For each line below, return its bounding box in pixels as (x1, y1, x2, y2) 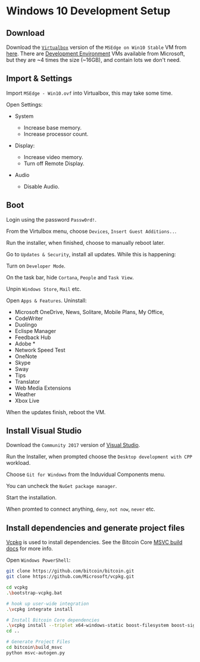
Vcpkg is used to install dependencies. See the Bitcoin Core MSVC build (6, 539, 183, 546)
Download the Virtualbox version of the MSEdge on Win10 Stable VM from (6, 43, 187, 51)
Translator (14, 378, 40, 385)
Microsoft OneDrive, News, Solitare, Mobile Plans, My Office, (14, 308, 165, 315)
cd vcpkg (6, 585, 28, 590)
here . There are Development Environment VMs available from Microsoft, (6, 50, 186, 57)
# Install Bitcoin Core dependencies (6, 617, 100, 623)
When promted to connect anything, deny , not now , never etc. (6, 505, 156, 513)
